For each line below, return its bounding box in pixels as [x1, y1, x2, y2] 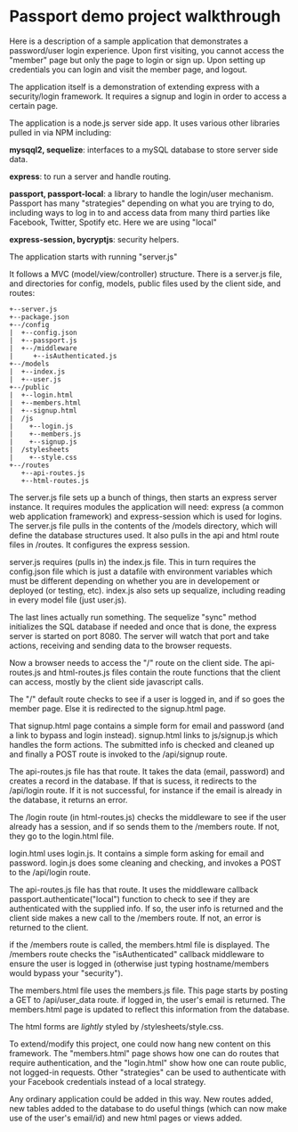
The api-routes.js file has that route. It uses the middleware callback [9, 884, 259, 895]
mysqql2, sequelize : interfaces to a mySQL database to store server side [9, 144, 278, 155]
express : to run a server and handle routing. [9, 171, 172, 182]
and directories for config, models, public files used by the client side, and [9, 278, 282, 289]
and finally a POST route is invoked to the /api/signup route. [9, 749, 229, 759]
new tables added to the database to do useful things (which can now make [9, 1103, 287, 1113]
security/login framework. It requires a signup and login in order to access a [9, 91, 287, 102]
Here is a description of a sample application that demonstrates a [9, 36, 249, 46]
